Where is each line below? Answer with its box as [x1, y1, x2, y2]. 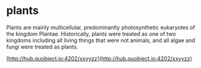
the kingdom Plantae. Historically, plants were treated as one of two [6, 30, 177, 37]
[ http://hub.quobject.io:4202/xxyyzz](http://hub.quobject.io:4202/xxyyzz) [6, 55, 192, 62]
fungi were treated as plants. [6, 43, 79, 50]
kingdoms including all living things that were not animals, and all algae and [6, 36, 196, 44]
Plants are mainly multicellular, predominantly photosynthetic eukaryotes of [6, 24, 196, 31]
